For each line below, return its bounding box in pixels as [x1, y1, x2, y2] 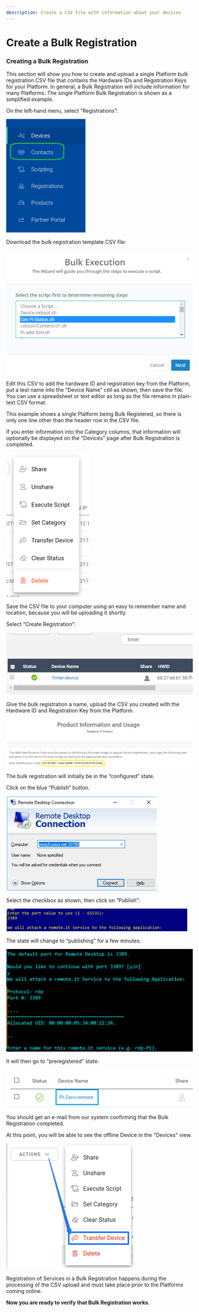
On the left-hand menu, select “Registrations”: [6, 107, 118, 114]
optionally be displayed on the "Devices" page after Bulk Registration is [6, 434, 180, 441]
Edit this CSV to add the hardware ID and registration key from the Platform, [6, 380, 191, 387]
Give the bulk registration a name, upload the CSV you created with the [6, 700, 179, 708]
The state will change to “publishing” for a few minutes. [6, 937, 142, 944]
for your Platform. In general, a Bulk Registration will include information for [6, 83, 190, 90]
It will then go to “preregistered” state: [6, 1058, 99, 1065]
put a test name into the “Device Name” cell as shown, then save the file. [6, 386, 184, 393]
